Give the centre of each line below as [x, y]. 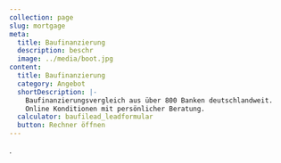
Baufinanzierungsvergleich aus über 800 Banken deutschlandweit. [149, 100]
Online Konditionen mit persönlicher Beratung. [115, 109]
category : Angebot [52, 84]
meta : [19, 34]
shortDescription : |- [58, 92]
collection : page [41, 17]
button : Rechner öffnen [61, 126]
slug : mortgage [37, 26]
